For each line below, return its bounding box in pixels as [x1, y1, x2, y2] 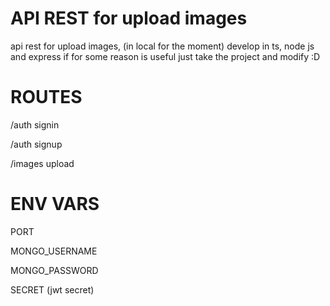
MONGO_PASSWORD [10, 264, 99, 276]
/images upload [10, 157, 75, 169]
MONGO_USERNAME [10, 245, 98, 257]
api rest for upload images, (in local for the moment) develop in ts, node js [10, 40, 315, 52]
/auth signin [10, 118, 60, 131]
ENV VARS [10, 193, 100, 216]
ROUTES [10, 86, 83, 109]
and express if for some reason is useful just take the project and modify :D [10, 50, 321, 62]
